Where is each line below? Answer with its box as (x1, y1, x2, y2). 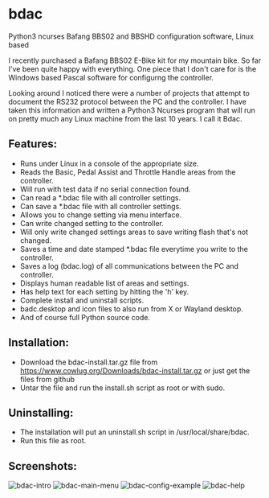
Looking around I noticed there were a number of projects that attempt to (8, 88, 251, 97)
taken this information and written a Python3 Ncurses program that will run (8, 105, 255, 115)
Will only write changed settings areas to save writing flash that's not (19, 227, 249, 237)
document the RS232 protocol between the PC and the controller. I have (8, 97, 247, 106)
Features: (8, 138, 58, 151)
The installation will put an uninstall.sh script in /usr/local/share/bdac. (19, 427, 250, 437)
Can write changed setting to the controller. (19, 218, 165, 228)
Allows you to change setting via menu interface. (19, 210, 182, 220)
